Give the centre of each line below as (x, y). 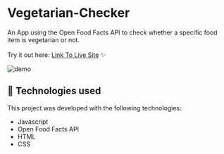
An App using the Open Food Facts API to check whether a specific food (112, 32)
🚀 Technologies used (54, 91)
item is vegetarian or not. (43, 39)
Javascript (33, 122)
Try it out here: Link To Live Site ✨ (57, 55)
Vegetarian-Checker (69, 13)
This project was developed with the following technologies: (94, 108)
